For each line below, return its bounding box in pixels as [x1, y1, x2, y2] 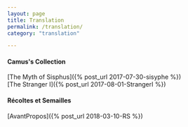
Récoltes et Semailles [7, 96, 72, 105]
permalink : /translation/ [7, 23, 83, 30]
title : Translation [7, 17, 65, 24]
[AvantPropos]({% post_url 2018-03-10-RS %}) [7, 112, 144, 120]
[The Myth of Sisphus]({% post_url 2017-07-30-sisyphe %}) [7, 73, 182, 81]
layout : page [7, 10, 46, 17]
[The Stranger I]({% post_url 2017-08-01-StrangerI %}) [7, 80, 166, 89]
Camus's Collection [7, 57, 66, 66]
